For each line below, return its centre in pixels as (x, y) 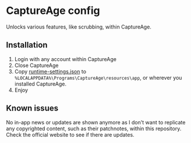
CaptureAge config (53, 11)
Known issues (32, 108)
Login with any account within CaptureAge (65, 59)
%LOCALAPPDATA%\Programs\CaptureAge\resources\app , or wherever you (98, 77)
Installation (27, 45)
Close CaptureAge (36, 65)
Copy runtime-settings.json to (50, 71)
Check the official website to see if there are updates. (70, 134)
